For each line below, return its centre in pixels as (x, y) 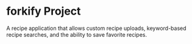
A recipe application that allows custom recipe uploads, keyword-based (97, 28)
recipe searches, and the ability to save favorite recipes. (77, 34)
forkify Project (44, 11)
